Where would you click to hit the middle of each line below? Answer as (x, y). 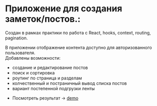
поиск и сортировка (33, 72)
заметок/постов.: (43, 19)
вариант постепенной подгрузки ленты (53, 88)
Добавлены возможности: (33, 58)
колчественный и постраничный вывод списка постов (69, 83)
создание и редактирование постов (50, 68)
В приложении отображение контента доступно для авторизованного (78, 47)
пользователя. (20, 53)
